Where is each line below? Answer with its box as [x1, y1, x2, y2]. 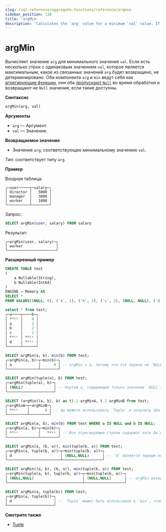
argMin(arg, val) [5, 104, 41, 109]
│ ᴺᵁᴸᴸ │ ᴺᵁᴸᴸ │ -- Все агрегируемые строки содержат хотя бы [5, 431, 158, 436]
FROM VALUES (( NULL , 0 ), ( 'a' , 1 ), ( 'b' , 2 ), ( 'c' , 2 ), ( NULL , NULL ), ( [5, 299, 156, 304]
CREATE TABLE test [5, 266, 43, 271]
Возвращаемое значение [5, 137, 60, 143]
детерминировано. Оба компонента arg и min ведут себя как [5, 75, 133, 81]
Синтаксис [5, 94, 29, 100]
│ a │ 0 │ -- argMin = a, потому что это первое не [5, 362, 149, 367]
